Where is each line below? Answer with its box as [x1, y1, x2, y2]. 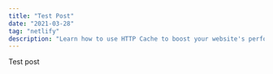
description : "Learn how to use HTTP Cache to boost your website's [8, 34, 245, 43]
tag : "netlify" [8, 27, 60, 35]
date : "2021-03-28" [8, 20, 75, 28]
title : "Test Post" [8, 11, 75, 20]
